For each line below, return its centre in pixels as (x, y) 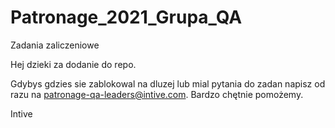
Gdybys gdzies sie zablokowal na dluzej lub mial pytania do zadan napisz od (168, 83)
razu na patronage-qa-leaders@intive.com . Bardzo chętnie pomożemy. (157, 94)
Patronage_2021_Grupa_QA (126, 17)
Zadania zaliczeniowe (55, 45)
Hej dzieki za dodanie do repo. (73, 64)
